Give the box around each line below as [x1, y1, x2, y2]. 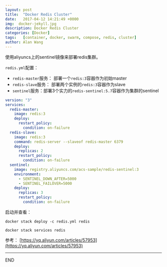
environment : [14, 171, 41, 177]
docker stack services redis [5, 228, 66, 233]
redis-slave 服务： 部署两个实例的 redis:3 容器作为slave [12, 81, 126, 87]
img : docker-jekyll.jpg [5, 21, 57, 26]
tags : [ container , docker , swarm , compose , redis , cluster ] [5, 35, 137, 40]
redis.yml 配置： [5, 64, 39, 70]
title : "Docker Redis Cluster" [5, 12, 72, 17]
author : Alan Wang [5, 40, 43, 45]
